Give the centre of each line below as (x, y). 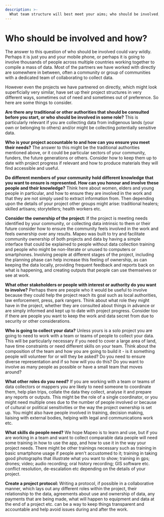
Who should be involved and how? (76, 38)
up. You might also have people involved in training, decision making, (74, 413)
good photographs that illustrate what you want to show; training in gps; (77, 458)
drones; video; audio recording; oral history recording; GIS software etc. (77, 464)
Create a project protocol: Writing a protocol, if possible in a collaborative (79, 483)
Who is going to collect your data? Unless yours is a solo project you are (79, 331)
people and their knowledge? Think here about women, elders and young (80, 188)
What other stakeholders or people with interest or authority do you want (81, 285)
